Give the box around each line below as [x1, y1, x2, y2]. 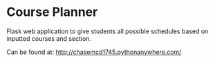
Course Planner [6, 4, 98, 20]
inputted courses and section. [6, 34, 91, 42]
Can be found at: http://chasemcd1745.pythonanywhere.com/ [6, 48, 182, 56]
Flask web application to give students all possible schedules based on [6, 27, 209, 35]
